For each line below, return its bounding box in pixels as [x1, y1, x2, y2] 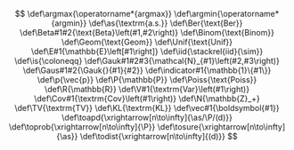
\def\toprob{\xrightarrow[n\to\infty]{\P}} [8, 122, 156, 132]
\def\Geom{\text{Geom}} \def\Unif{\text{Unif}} [61, 36, 233, 47]
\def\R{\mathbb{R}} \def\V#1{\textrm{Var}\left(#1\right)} [45, 84, 249, 94]
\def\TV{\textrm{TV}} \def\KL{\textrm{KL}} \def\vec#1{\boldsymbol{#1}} [14, 103, 280, 113]
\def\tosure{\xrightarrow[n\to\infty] [157, 122, 286, 132]
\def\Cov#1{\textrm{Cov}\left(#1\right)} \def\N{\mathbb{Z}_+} [34, 93, 260, 104]
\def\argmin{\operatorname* [174, 9, 280, 19]
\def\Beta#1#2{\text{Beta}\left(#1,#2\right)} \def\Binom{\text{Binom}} [19, 28, 275, 37]
